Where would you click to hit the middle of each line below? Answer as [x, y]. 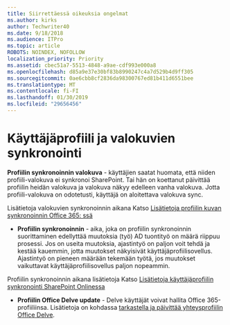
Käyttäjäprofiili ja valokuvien [91, 139]
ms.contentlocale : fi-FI [43, 91]
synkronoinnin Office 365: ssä [50, 215]
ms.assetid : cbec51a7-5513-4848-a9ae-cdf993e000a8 [82, 65]
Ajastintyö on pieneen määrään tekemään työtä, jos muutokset [106, 258]
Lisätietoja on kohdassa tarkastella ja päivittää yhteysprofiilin [137, 307]
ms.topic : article [34, 46]
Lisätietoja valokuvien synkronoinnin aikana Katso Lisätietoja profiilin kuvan [114, 208]
